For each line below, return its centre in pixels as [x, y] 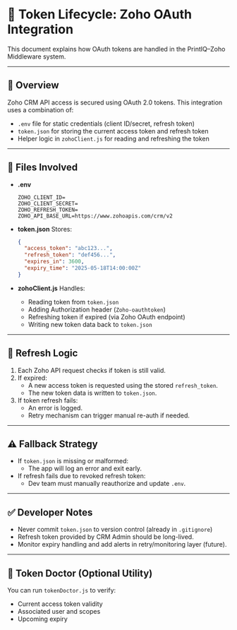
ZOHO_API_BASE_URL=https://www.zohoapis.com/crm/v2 [95, 216]
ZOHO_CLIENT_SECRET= [48, 203]
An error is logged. [55, 408]
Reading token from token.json [73, 302]
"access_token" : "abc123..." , [68, 249]
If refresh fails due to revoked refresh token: [81, 476]
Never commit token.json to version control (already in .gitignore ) [115, 530]
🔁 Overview [33, 85]
